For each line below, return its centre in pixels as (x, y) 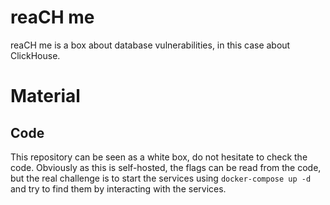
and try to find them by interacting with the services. (118, 188)
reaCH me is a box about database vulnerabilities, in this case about (150, 45)
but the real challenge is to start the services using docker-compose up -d (161, 178)
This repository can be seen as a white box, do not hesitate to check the (159, 157)
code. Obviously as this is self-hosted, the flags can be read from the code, (166, 167)
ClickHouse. (35, 55)
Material (45, 96)
